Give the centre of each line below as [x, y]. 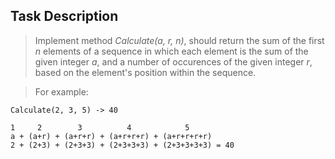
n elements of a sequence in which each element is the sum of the [171, 51]
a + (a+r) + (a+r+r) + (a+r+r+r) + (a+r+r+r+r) [111, 136]
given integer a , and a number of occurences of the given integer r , [173, 61]
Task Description [64, 16]
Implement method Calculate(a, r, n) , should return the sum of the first [179, 40]
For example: [61, 91]
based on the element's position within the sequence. [145, 72]
